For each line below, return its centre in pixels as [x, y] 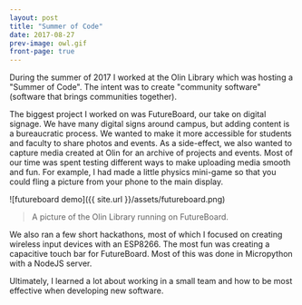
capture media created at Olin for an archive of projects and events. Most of [151, 153]
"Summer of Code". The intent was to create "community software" [135, 87]
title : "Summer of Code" [56, 26]
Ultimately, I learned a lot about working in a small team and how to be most [151, 281]
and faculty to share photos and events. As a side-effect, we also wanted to [151, 143]
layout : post [34, 18]
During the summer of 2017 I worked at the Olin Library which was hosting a [151, 77]
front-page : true [42, 52]
